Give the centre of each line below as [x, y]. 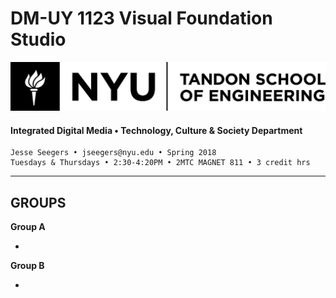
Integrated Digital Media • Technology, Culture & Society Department [156, 130]
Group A [28, 227]
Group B [27, 266]
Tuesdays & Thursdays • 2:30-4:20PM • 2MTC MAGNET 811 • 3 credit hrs [160, 163]
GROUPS [38, 202]
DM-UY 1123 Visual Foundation [141, 18]
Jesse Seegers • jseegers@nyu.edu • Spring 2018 [113, 153]
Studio [38, 39]
